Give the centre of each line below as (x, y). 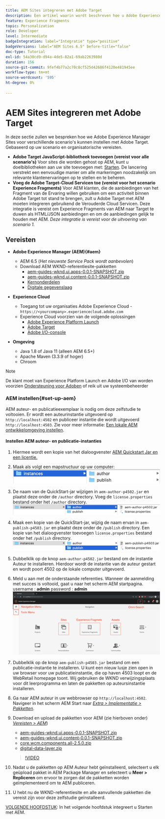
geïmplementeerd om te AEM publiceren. (54, 783)
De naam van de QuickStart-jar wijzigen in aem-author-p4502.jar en (81, 491)
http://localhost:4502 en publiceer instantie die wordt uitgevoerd (72, 420)
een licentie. (25, 457)
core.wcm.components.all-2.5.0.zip (56, 743)
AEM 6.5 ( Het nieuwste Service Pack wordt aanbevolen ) (77, 261)
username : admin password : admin (50, 589)
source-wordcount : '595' (31, 78)
